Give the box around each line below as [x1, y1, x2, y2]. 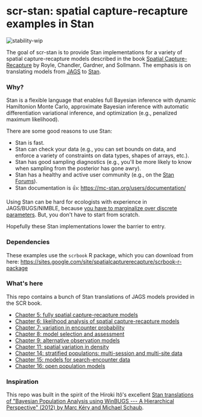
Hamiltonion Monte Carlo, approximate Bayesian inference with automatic [6, 103, 189, 110]
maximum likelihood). [6, 116, 59, 123]
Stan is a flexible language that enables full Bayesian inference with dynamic [6, 96, 197, 104]
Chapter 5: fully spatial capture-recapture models [14, 311, 139, 318]
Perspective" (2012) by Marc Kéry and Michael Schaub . [6, 404, 144, 411]
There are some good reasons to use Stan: [6, 128, 113, 135]
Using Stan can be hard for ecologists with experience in [6, 198, 147, 205]
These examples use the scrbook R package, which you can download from [6, 251, 194, 259]
